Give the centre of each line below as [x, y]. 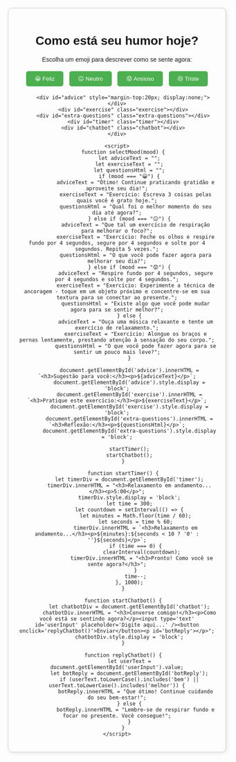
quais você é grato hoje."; [117, 200]
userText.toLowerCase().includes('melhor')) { [117, 685]
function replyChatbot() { [123, 655]
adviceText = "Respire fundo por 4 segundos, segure [135, 273]
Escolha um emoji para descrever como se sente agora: [117, 59]
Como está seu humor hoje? [117, 41]
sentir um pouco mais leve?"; [117, 352]
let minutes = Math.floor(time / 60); [136, 515]
